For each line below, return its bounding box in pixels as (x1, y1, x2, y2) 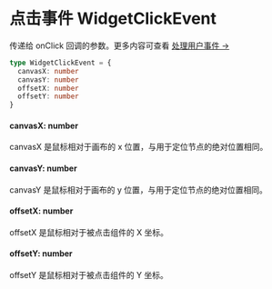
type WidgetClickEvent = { (9, 58, 112, 67)
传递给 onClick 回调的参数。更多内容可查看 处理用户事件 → (9, 40, 230, 51)
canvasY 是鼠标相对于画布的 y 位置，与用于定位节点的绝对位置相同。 (9, 184, 268, 195)
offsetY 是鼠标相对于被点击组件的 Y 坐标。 (9, 270, 168, 280)
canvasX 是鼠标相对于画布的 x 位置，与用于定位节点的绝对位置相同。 (9, 142, 268, 153)
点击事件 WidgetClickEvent (9, 8, 217, 29)
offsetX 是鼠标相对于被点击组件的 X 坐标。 (9, 226, 168, 237)
